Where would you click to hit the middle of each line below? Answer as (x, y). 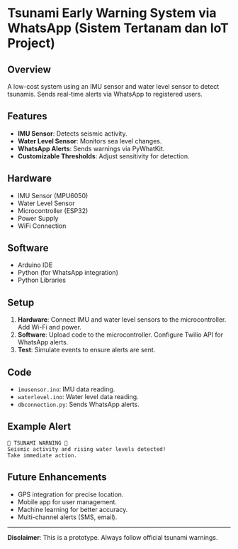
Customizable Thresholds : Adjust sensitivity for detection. (103, 156)
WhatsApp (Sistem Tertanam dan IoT (118, 28)
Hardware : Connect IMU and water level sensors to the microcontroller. (122, 320)
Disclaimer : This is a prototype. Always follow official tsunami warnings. (113, 537)
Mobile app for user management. (67, 501)
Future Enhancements (57, 477)
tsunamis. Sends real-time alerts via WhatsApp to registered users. (105, 94)
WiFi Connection (42, 226)
